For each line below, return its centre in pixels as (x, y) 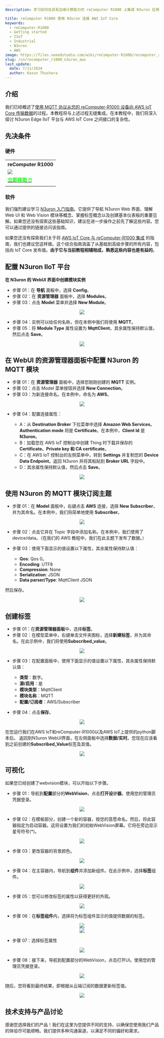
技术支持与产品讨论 (34, 1012)
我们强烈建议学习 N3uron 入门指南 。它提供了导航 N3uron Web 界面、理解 (79, 209)
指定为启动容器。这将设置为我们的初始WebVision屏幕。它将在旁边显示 (87, 825)
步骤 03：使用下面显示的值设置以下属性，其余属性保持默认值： (75, 548)
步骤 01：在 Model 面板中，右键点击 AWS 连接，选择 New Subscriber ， (85, 506)
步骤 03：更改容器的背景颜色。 (43, 851)
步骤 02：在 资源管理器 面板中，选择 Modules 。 (61, 296)
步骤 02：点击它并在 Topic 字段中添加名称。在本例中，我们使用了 (78, 532)
